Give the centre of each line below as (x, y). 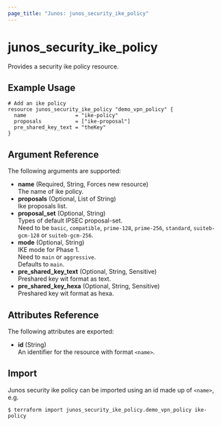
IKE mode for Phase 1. (49, 250)
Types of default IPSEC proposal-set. (70, 221)
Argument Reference (53, 154)
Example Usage (42, 87)
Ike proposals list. (42, 206)
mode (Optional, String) (51, 242)
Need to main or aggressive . (57, 257)
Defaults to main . (41, 264)
